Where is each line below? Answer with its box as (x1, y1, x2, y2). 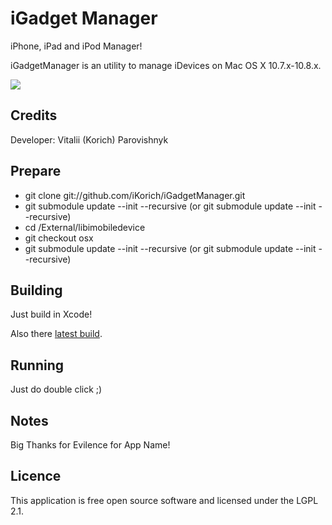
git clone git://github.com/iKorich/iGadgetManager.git (24, 189, 246, 201)
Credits (10, 107, 58, 124)
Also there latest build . (10, 328, 103, 340)
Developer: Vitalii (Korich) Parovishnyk (10, 133, 169, 146)
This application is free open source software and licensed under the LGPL (10, 494, 319, 506)
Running (10, 357, 65, 374)
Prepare (10, 163, 62, 180)
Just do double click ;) (10, 383, 103, 396)
